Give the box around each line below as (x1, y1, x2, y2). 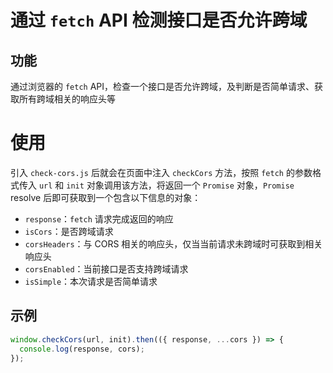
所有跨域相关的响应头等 (18, 93, 116, 105)
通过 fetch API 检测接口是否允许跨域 (10, 9, 308, 32)
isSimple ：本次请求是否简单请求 (24, 275, 158, 287)
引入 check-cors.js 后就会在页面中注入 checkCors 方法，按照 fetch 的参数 (10, 166, 313, 178)
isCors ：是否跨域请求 (24, 225, 114, 237)
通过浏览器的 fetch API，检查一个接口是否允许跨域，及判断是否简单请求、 (10, 81, 315, 92)
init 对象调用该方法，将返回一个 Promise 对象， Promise (66, 179, 295, 191)
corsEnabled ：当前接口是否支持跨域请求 (24, 262, 189, 275)
